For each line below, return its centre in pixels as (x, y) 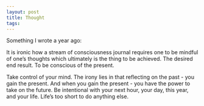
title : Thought (26, 18)
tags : (13, 23)
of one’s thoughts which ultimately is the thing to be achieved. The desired (100, 59)
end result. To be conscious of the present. (60, 65)
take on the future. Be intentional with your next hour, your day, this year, (97, 90)
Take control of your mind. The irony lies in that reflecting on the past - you (100, 77)
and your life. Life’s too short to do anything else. (68, 97)
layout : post (23, 12)
